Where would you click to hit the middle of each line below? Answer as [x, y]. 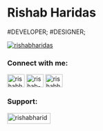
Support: [22, 101]
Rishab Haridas [52, 13]
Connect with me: [38, 63]
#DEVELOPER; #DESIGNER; [46, 32]
